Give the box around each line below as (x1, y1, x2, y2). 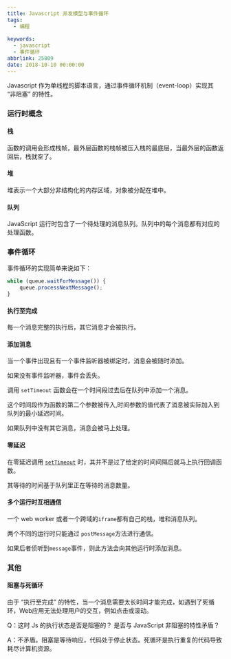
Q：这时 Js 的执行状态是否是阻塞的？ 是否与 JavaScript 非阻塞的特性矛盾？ (7, 621, 220, 629)
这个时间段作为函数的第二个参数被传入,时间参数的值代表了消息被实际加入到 (7, 401, 220, 409)
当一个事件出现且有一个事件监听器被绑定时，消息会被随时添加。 (7, 356, 188, 365)
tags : (7, 17, 23, 23)
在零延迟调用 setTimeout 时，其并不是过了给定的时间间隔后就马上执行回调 (7, 458, 217, 466)
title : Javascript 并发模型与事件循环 (7, 10, 109, 17)
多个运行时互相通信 (7, 498, 62, 507)
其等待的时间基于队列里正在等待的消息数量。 (7, 480, 134, 489)
